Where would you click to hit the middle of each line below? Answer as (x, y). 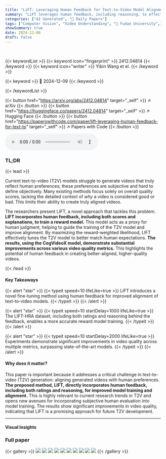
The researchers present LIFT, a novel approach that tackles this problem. (81, 211)
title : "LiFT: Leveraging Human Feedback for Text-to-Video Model (75, 10)
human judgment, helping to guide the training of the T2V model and (75, 227)
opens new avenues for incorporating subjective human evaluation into (77, 401)
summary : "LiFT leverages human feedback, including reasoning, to (76, 14)
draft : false (19, 38)
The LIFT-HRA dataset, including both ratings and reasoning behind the (78, 316)
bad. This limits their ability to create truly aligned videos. (63, 202)
